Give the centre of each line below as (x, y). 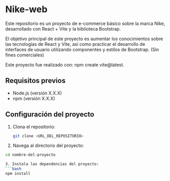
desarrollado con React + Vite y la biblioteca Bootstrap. (63, 28)
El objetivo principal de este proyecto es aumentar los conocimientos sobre (84, 39)
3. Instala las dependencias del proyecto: (52, 164)
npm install (18, 174)
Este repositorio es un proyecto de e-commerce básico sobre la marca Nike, (85, 23)
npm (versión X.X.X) (34, 98)
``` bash (13, 169)
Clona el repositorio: (34, 127)
